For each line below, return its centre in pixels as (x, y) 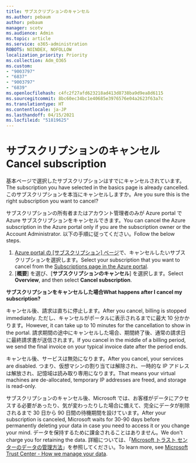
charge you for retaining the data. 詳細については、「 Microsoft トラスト (91, 440)
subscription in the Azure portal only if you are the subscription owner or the (98, 227)
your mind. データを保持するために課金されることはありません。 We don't (94, 433)
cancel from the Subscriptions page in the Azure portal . (81, 266)
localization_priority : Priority (47, 55)
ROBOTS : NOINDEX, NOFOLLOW (39, 50)
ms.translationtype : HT (35, 104)
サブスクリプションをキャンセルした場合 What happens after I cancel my (94, 292)
